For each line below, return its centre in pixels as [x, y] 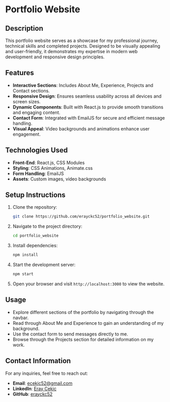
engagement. [26, 134]
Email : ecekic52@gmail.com [42, 383]
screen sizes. [26, 101]
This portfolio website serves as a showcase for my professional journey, [82, 40]
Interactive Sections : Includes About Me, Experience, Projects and [83, 85]
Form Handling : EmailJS [38, 173]
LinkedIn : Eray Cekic [35, 388]
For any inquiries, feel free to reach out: [47, 373]
